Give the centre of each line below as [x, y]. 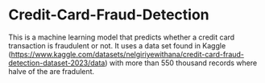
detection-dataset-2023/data [57, 63]
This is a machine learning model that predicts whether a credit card [122, 37]
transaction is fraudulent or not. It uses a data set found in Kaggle [117, 45]
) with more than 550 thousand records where [181, 63]
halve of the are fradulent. [52, 71]
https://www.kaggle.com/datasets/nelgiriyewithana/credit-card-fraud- [127, 54]
